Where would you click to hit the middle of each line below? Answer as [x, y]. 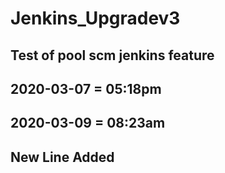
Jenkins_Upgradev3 [95, 18]
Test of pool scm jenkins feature [112, 55]
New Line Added [62, 157]
